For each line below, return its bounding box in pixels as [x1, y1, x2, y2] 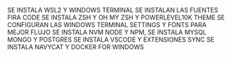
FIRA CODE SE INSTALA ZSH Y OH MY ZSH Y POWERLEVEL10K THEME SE [7, 13, 225, 22]
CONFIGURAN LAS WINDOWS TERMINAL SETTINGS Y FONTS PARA [7, 21, 207, 28]
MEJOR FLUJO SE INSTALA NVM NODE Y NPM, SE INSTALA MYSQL [7, 28, 207, 36]
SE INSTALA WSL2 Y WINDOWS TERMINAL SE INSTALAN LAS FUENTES [7, 6, 219, 14]
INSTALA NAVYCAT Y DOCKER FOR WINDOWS [7, 43, 144, 51]
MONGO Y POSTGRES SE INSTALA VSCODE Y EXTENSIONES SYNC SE [7, 35, 214, 44]
